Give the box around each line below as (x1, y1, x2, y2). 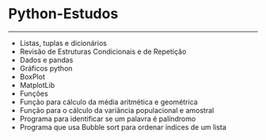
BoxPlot (19, 72, 45, 81)
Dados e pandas (19, 55, 74, 64)
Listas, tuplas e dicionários (19, 38, 107, 47)
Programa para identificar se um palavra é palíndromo (19, 114, 196, 123)
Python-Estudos (8, 5, 119, 23)
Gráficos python (19, 63, 73, 73)
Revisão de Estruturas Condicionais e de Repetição (19, 47, 187, 56)
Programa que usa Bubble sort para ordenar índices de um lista (19, 122, 227, 131)
